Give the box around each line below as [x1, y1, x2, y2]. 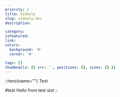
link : [5, 38, 16, 43]
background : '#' [9, 47, 42, 52]
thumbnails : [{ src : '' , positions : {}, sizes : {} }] [5, 65, 116, 70]
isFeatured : [5, 34, 29, 39]
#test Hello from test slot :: [5, 87, 58, 93]
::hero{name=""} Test [5, 78, 48, 84]
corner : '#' [9, 52, 34, 56]
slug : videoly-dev [5, 16, 42, 21]
